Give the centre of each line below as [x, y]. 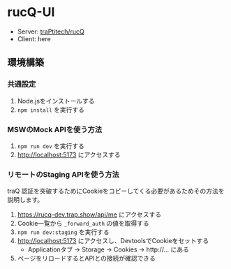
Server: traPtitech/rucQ [51, 31]
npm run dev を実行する [51, 146]
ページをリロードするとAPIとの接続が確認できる [86, 259]
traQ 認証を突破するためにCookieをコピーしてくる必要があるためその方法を [116, 191]
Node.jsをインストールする [56, 101]
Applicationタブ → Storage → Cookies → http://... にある [109, 249]
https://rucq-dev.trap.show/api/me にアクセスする [89, 215]
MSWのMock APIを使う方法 [55, 129]
